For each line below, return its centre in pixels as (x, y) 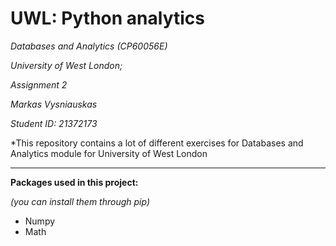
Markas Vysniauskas (54, 104)
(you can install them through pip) (80, 201)
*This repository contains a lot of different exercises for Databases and (157, 143)
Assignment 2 (39, 84)
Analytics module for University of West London (109, 153)
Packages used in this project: (74, 182)
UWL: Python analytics (107, 18)
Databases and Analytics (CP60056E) (89, 46)
